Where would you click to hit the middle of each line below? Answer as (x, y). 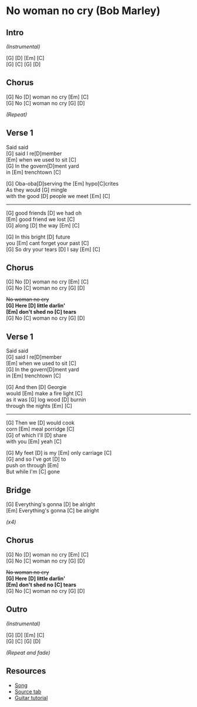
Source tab (28, 691)
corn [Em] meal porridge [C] (40, 429)
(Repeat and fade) (28, 652)
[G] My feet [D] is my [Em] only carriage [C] (59, 453)
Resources (26, 671)
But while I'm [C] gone (33, 472)
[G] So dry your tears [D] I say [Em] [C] (53, 249)
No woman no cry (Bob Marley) (83, 11)
